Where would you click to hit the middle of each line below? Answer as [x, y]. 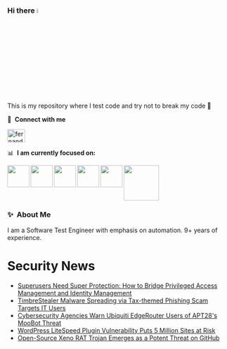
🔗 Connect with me [37, 119]
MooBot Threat [39, 323]
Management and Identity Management [74, 293]
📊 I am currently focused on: [52, 153]
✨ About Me [29, 215]
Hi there [21, 11]
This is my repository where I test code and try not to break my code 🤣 [109, 106]
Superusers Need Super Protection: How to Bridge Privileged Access [117, 285]
